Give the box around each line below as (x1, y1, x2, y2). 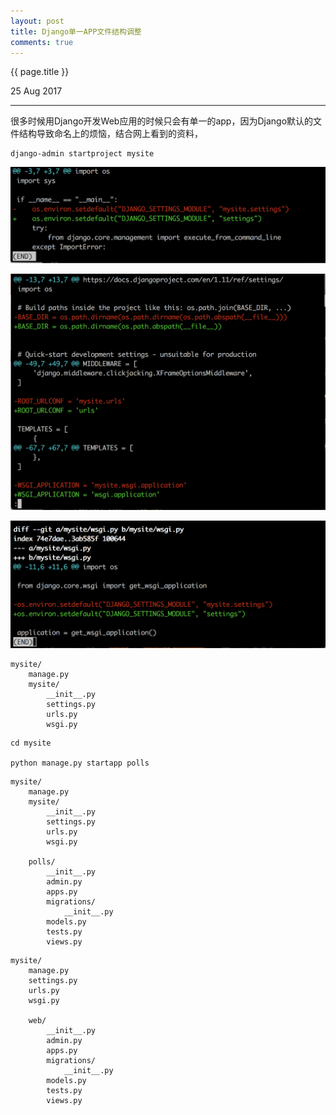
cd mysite (10, 738, 52, 748)
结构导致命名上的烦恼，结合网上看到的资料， (18, 128, 203, 140)
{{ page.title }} (10, 66, 70, 78)
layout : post (10, 16, 65, 26)
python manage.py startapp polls (10, 758, 150, 768)
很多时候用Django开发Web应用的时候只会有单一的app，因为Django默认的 (10, 115, 314, 127)
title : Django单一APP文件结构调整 (10, 26, 142, 37)
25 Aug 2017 (10, 85, 63, 97)
